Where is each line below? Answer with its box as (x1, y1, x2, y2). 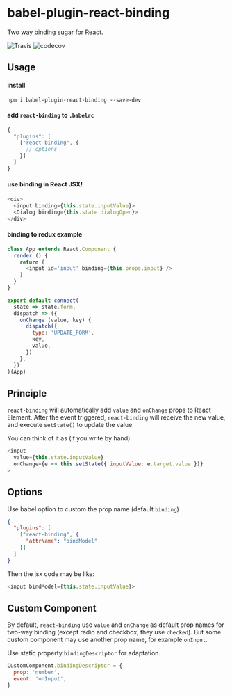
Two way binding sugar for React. (7, 28, 103, 36)
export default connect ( (7, 297, 79, 304)
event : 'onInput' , (13, 676, 67, 682)
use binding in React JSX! (7, 180, 83, 189)
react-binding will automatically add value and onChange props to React (7, 406, 212, 415)
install (7, 81, 26, 89)
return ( (19, 259, 45, 266)
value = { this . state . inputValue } (13, 454, 104, 461)
